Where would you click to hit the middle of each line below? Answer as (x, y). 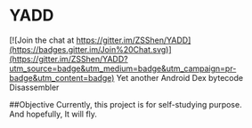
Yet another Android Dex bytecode (179, 77)
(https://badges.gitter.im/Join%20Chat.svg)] (90, 49)
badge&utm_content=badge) (62, 77)
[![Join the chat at (42, 40)
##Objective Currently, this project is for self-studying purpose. (126, 104)
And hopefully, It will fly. (53, 114)
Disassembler (34, 87)
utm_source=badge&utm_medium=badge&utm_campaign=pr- (123, 68)
